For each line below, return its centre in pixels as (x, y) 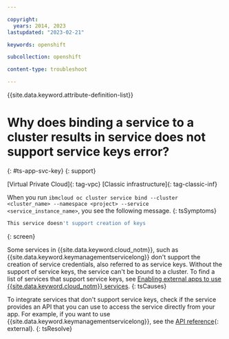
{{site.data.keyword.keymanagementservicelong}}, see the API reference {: (113, 321)
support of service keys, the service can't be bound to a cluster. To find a (111, 271)
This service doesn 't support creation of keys (77, 223)
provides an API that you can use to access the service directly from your (111, 307)
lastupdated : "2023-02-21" (46, 32)
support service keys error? (88, 152)
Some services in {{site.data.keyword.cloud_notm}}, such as (93, 249)
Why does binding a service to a (101, 122)
